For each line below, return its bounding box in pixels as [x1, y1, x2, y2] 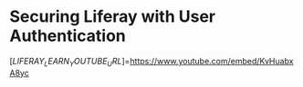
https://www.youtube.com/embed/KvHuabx [130, 55, 294, 66]
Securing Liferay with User [9, 6, 216, 27]
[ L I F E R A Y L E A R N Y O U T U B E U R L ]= [9, 55, 131, 69]
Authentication [9, 25, 126, 46]
